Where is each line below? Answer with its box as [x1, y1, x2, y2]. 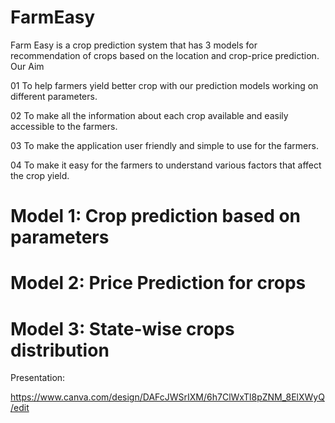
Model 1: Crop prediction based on [10, 205, 302, 228]
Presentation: [10, 372, 66, 384]
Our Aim [10, 60, 45, 72]
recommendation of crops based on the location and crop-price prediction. [10, 49, 320, 61]
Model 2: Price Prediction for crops [10, 272, 307, 295]
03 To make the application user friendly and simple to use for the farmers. [10, 139, 319, 151]
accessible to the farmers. [10, 120, 118, 132]
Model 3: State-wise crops [10, 317, 235, 340]
